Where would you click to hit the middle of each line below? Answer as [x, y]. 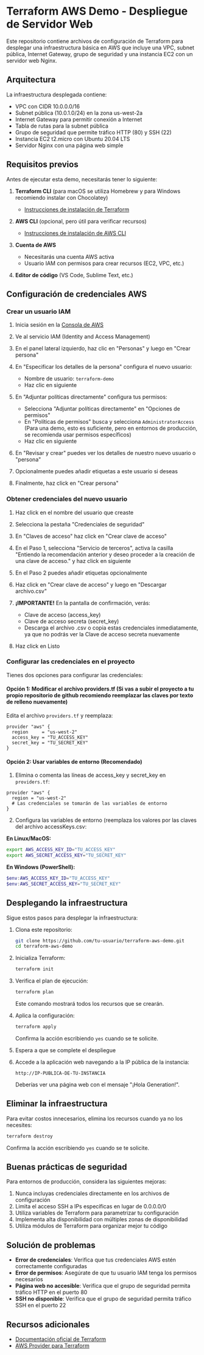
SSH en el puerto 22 [40, 1306]
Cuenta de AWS [36, 245]
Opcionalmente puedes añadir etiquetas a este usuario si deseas [97, 471]
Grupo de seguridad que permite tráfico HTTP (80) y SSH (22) [93, 132]
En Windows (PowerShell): [41, 867]
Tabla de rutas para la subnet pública [62, 126]
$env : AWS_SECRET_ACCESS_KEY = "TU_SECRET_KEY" [64, 884]
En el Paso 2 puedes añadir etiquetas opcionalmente [81, 573]
